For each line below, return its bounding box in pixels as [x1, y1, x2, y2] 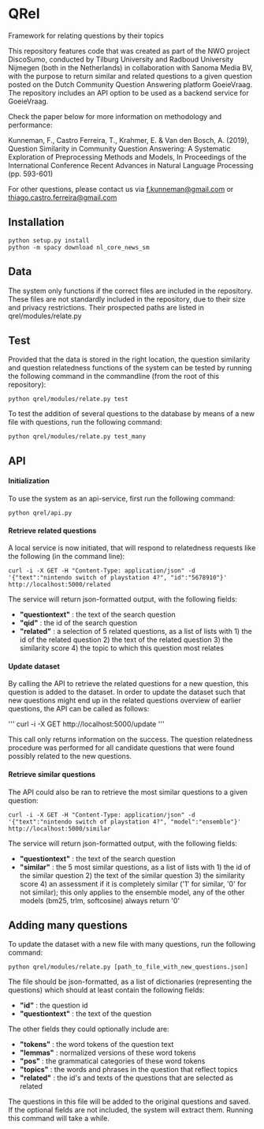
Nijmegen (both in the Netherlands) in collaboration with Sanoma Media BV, [8, 62, 254, 72]
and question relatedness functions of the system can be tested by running [8, 363, 252, 373]
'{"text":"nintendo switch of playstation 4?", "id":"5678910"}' [8, 574, 227, 582]
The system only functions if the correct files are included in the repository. [8, 286, 253, 295]
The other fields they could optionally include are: [8, 1024, 169, 1034]
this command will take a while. [8, 1114, 110, 1123]
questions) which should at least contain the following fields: [8, 985, 205, 995]
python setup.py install [8, 236, 90, 245]
